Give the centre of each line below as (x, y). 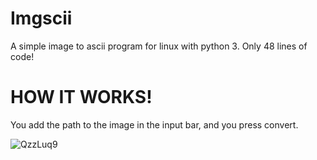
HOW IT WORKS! (81, 97)
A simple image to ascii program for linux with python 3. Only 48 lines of (159, 46)
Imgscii (41, 18)
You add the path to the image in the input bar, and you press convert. (154, 124)
